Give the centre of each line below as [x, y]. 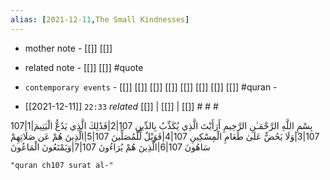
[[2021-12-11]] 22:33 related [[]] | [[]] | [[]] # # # [121, 106]
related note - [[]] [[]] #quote [84, 67]
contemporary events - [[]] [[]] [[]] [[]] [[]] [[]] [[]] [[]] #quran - [151, 87]
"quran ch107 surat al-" [62, 165]
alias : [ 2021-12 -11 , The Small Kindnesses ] [100, 19]
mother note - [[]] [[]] [68, 48]
